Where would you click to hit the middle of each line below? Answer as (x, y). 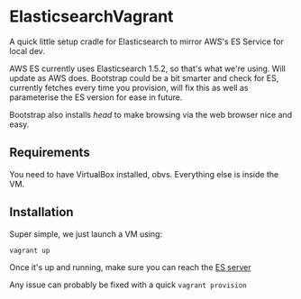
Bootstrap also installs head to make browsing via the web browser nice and (151, 114)
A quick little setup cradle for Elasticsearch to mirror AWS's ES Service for (146, 41)
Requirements (50, 153)
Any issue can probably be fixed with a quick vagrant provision (128, 285)
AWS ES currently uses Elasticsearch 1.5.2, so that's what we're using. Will (147, 68)
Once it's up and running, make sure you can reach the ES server (130, 267)
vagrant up (30, 250)
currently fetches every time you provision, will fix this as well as (129, 87)
